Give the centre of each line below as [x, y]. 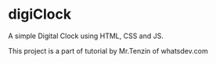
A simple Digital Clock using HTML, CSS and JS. [86, 36]
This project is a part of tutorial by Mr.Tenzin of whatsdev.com [108, 51]
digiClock [40, 14]
